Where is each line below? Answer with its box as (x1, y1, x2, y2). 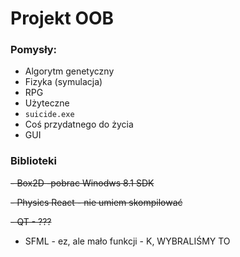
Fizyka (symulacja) (24, 76, 103, 88)
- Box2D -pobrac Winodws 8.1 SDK (10, 177, 155, 189)
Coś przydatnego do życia (24, 118, 134, 131)
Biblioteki (10, 154, 57, 168)
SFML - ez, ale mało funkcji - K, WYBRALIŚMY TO (24, 235, 231, 247)
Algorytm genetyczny (24, 65, 115, 77)
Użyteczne (24, 97, 70, 109)
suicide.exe (24, 110, 75, 120)
